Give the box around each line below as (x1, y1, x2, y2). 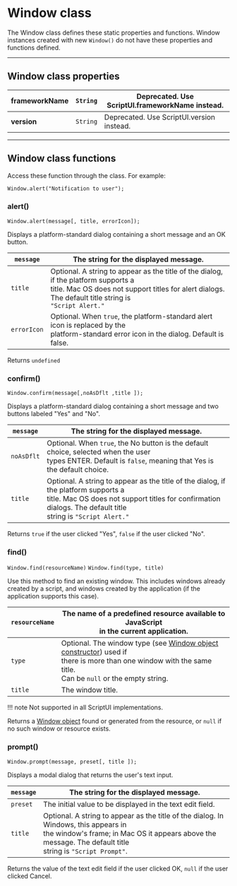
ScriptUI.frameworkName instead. (107, 100, 224, 110)
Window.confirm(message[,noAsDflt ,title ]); (7, 390, 143, 397)
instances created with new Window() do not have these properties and (7, 35, 213, 44)
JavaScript (125, 618, 163, 627)
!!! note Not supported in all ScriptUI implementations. (7, 703, 164, 711)
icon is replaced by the (50, 320, 126, 330)
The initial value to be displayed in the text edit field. (43, 799, 215, 809)
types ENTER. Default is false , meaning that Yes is (47, 456, 214, 466)
